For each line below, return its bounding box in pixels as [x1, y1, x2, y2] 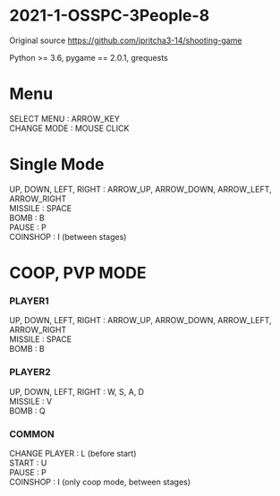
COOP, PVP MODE [9, 263, 147, 283]
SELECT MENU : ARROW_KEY [9, 113, 121, 124]
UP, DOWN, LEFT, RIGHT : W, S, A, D [9, 386, 145, 397]
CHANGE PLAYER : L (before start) [9, 448, 137, 458]
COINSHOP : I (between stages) [9, 231, 127, 242]
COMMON [9, 427, 55, 440]
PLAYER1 [9, 295, 49, 307]
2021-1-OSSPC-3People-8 [9, 5, 210, 26]
